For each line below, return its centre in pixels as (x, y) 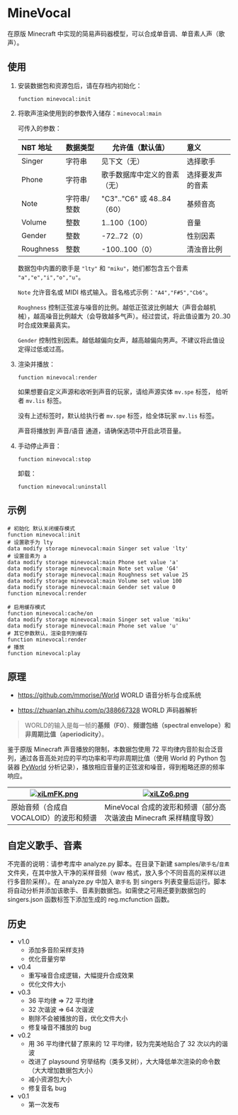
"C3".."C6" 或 (124, 198)
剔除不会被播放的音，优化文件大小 (78, 1018)
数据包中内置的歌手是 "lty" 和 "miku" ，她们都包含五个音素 (103, 268)
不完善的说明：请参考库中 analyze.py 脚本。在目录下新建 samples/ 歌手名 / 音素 (119, 864)
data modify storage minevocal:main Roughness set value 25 (98, 575)
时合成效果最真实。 (46, 325)
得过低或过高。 (46, 349)
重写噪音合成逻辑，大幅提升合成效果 (81, 975)
